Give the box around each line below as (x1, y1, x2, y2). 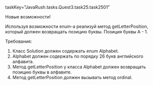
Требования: (5, 38, 32, 44)
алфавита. (12, 59, 34, 64)
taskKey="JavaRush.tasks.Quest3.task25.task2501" (5, 4, 110, 10)
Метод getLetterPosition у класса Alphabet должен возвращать (12, 64, 146, 70)
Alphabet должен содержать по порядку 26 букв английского (12, 53, 144, 59)
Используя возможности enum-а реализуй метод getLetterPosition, (5, 23, 149, 29)
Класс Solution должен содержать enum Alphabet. (12, 48, 119, 54)
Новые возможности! (5, 14, 51, 19)
